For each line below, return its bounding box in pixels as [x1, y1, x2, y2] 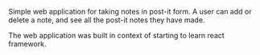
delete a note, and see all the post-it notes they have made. [8, 15, 205, 25]
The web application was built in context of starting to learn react [8, 31, 225, 40]
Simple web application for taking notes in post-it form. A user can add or [8, 7, 252, 16]
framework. [8, 39, 47, 49]
